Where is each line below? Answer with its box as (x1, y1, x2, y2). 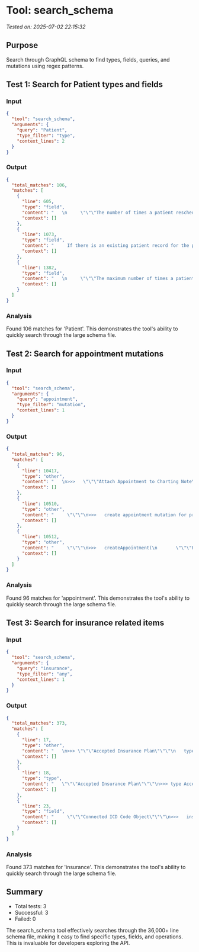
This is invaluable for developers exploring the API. (6, 939, 130, 946)
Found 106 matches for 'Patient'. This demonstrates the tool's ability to (6, 325, 178, 332)
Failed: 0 (14, 915, 36, 922)
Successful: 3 (14, 909, 49, 916)
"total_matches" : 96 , (11, 451, 65, 458)
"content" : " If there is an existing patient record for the (21, 243, 190, 249)
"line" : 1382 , (21, 265, 57, 271)
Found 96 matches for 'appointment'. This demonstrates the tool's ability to (6, 594, 190, 602)
